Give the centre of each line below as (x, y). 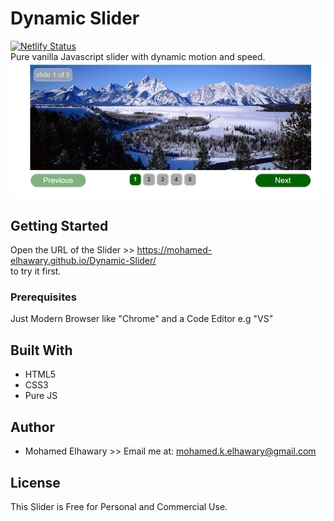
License (35, 482)
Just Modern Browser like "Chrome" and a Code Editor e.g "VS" (142, 319)
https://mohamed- (174, 250)
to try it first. (36, 271)
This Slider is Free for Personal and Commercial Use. (119, 506)
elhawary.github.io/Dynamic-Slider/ (83, 261)
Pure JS (41, 396)
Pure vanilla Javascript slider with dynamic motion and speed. (138, 56)
